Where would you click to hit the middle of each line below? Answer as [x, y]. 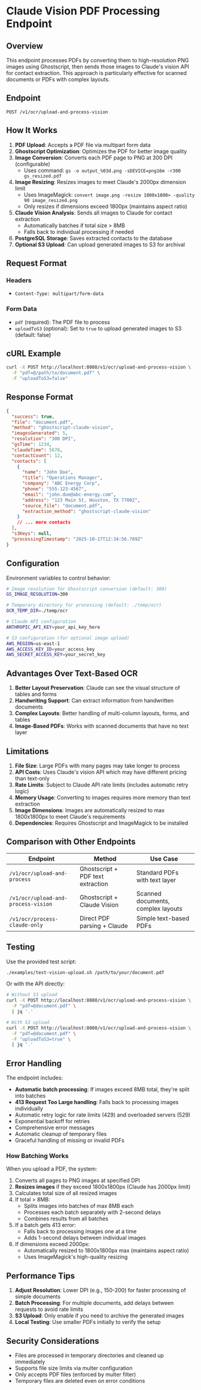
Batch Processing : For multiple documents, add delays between [94, 1303]
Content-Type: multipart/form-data [59, 294]
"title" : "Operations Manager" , [62, 478]
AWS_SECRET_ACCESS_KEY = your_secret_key [56, 655]
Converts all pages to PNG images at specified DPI [77, 1181]
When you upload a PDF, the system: [52, 1169]
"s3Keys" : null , [32, 534]
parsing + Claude [104, 925]
